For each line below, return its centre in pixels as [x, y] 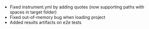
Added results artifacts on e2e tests [46, 22]
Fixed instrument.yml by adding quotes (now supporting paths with [77, 7]
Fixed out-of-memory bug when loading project [57, 17]
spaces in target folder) [33, 12]
